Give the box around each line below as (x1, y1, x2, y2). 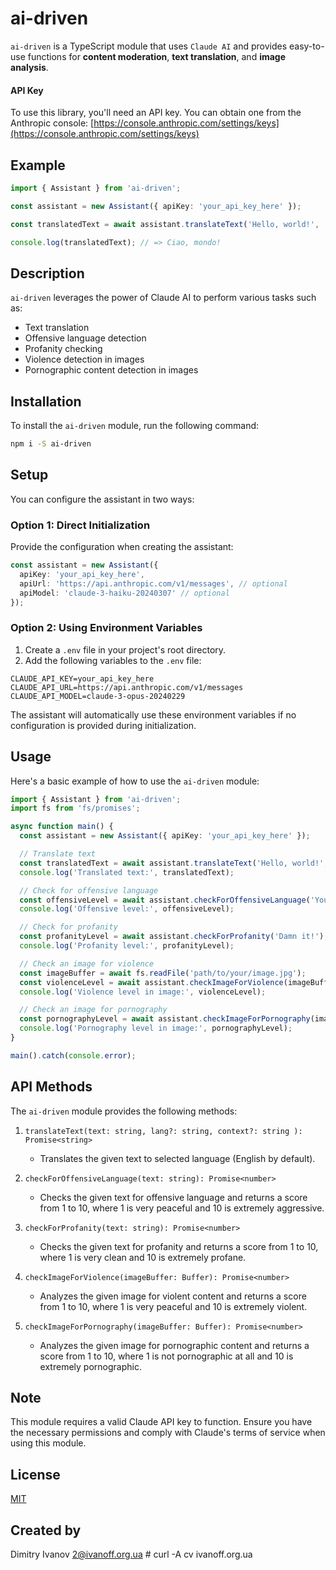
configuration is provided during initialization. (10, 719, 197, 731)
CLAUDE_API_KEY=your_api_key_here (10, 673, 155, 684)
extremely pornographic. (39, 1360, 142, 1372)
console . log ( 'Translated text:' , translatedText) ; (19, 867, 235, 877)
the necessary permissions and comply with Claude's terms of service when (10, 1427, 326, 1439)
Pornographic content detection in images (24, 364, 199, 376)
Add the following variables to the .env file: (24, 654, 202, 666)
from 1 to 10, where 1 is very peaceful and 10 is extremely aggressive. (39, 1202, 325, 1214)
